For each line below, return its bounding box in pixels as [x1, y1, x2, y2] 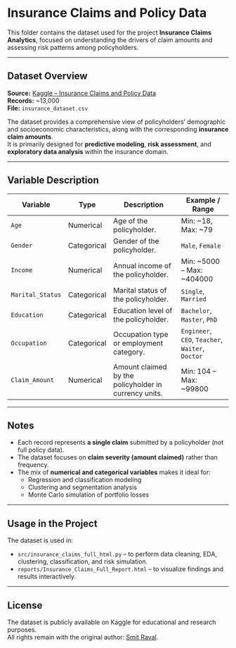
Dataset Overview [7, 70, 88, 82]
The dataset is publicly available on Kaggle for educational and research [7, 618, 216, 626]
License [7, 599, 43, 611]
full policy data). [17, 445, 65, 455]
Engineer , [181, 326, 212, 336]
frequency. [17, 461, 49, 469]
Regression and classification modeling [27, 476, 142, 484]
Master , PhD [181, 315, 218, 324]
